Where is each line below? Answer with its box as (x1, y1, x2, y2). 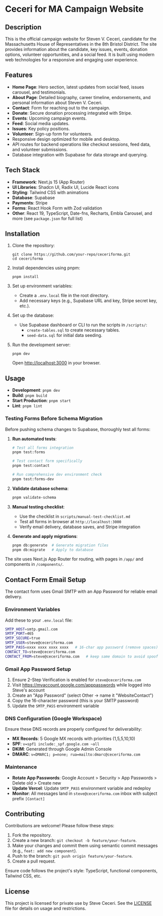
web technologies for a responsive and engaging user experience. (5, 57, 139, 62)
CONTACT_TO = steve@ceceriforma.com (5, 649, 76, 654)
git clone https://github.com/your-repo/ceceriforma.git (12, 252, 131, 257)
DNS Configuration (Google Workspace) (5, 715, 102, 722)
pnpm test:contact (12, 463, 50, 468)
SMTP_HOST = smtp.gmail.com (5, 627, 58, 632)
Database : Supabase (12, 195, 55, 201)
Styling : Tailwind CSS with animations (12, 189, 89, 195)
